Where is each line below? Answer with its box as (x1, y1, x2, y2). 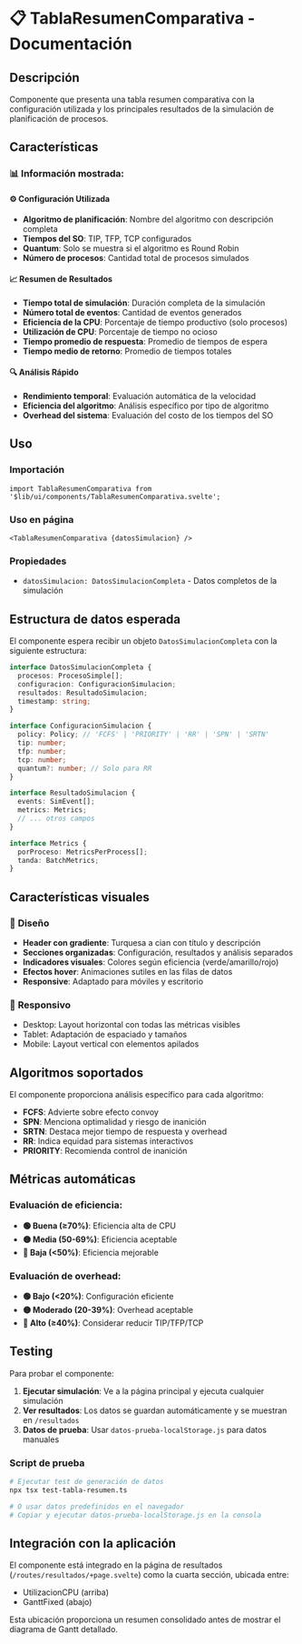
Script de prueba (9, 1457, 85, 1469)
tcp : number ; (17, 755, 67, 765)
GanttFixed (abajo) (22, 1597, 93, 1608)
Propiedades (9, 555, 67, 567)
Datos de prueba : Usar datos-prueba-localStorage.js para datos (22, 1424, 268, 1435)
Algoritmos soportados (9, 1065, 143, 1080)
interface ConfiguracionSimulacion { (9, 721, 152, 731)
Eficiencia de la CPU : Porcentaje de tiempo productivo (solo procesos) (22, 316, 288, 327)
